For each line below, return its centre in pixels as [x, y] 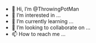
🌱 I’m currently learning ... [42, 21]
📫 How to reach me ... [38, 34]
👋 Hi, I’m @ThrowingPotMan [45, 9]
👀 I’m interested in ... [36, 15]
